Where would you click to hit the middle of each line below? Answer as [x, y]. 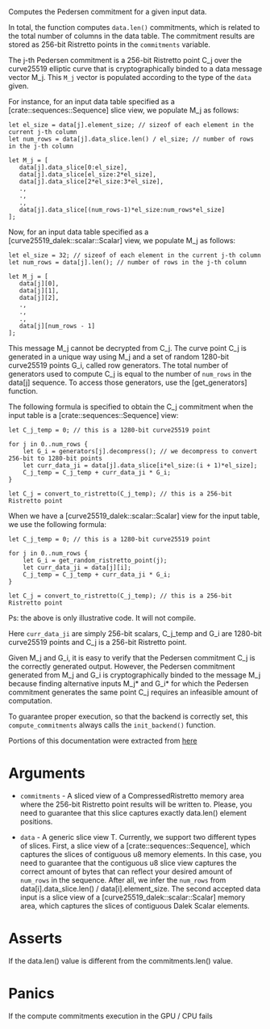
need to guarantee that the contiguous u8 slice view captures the [128, 862]
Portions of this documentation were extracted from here [103, 740]
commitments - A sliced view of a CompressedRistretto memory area [132, 795]
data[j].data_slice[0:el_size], [73, 167]
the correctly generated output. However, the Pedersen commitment [122, 666]
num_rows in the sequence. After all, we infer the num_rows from [123, 879]
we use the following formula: [58, 524]
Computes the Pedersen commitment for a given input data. [108, 12]
